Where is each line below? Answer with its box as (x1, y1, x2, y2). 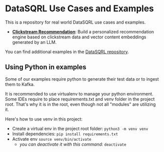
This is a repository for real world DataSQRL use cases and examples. (5, 19, 146, 25)
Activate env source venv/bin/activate (12, 136, 92, 142)
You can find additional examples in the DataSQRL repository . (5, 49, 129, 55)
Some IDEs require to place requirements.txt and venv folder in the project (5, 96, 155, 102)
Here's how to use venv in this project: (5, 116, 83, 122)
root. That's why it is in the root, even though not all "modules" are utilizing (5, 101, 156, 107)
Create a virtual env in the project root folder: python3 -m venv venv (12, 125, 148, 131)
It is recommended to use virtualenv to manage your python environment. (5, 91, 153, 96)
